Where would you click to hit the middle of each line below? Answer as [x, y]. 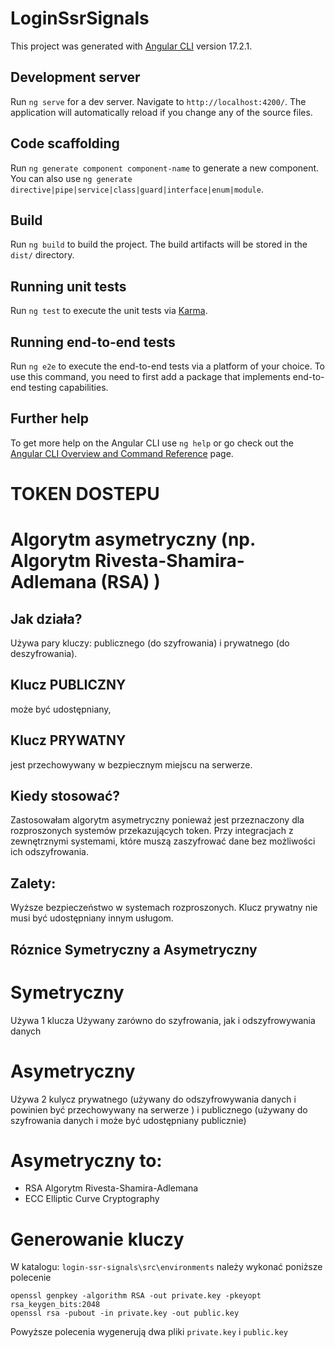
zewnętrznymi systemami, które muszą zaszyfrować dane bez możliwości [163, 841]
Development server [75, 77]
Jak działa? [46, 618]
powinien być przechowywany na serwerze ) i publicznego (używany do [159, 1109]
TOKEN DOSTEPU [85, 494]
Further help [50, 418]
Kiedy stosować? [65, 796]
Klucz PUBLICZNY [68, 685]
